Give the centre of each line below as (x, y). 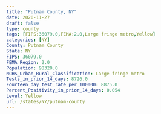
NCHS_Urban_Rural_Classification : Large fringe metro (76, 74)
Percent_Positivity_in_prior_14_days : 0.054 (63, 90)
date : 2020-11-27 (28, 17)
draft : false (23, 23)
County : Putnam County (35, 46)
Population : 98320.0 (32, 68)
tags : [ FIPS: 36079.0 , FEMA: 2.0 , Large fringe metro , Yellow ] (81, 34)
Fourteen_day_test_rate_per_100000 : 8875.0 (62, 85)
